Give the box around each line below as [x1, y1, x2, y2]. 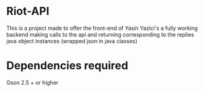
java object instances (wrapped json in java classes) [6, 37, 137, 44]
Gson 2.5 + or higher [6, 79, 59, 86]
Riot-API [6, 4, 49, 18]
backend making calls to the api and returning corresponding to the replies [6, 30, 194, 38]
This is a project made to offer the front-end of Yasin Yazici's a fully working [6, 24, 199, 32]
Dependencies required [6, 59, 128, 73]
